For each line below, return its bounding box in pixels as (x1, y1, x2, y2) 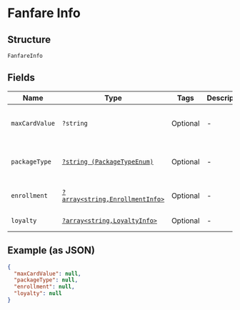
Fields (7, 71, 36, 84)
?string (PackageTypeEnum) (61, 157, 154, 166)
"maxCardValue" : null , (14, 270, 81, 277)
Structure (7, 34, 51, 46)
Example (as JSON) (7, 244, 95, 256)
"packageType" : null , (14, 276, 79, 284)
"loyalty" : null (14, 290, 62, 297)
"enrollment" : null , (14, 284, 75, 291)
